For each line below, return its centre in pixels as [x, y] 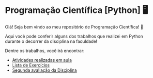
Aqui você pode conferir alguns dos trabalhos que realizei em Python [74, 36]
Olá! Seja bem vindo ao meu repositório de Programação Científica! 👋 [74, 27]
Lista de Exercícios [31, 65]
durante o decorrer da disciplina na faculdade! [51, 41]
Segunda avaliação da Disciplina [44, 70]
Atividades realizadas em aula [42, 60]
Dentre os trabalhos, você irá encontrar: [45, 51]
